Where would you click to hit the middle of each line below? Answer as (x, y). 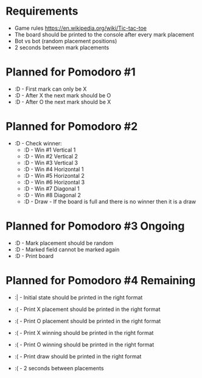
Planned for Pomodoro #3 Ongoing (95, 226)
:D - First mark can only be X (50, 89)
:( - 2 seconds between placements (59, 368)
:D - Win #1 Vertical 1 (50, 150)
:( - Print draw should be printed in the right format (78, 356)
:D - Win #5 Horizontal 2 (54, 175)
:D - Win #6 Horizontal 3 (54, 182)
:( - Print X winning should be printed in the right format (84, 332)
